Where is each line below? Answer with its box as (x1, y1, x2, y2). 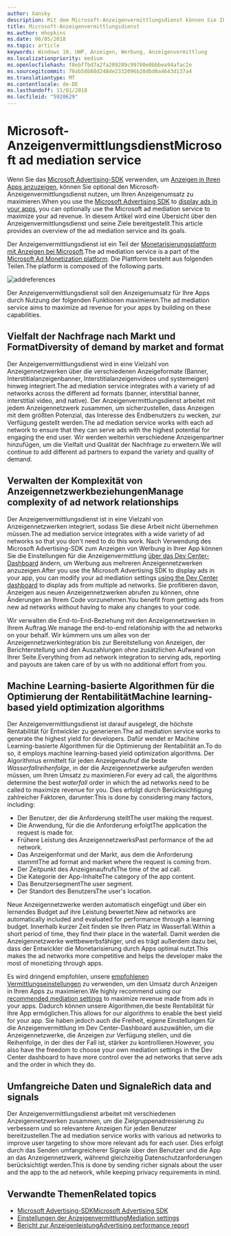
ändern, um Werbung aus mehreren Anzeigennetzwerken (40, 559, 203, 567)
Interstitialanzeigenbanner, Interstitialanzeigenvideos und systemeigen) (7, 374, 209, 383)
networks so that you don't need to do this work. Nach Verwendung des (7, 537, 212, 545)
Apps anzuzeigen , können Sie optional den (7, 182, 129, 190)
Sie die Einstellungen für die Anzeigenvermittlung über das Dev (7, 551, 186, 559)
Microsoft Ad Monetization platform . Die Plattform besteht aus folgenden (7, 255, 213, 263)
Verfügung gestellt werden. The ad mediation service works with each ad (7, 418, 213, 426)
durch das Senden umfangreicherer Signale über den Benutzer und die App (7, 1146, 221, 1155)
